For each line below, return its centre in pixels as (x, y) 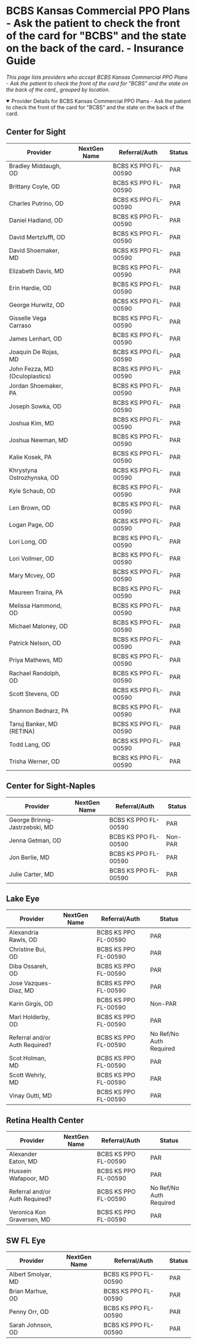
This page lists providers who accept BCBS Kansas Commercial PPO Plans (97, 77)
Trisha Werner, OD (35, 761)
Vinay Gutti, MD (30, 1096)
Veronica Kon (27, 1212)
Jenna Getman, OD (35, 841)
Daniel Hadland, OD (36, 220)
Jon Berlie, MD (29, 857)
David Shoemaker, (34, 250)
